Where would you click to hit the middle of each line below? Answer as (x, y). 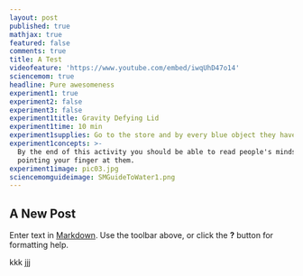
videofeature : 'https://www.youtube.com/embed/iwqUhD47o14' (125, 69)
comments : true (38, 51)
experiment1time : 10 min (56, 127)
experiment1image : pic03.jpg (64, 169)
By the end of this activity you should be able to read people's (145, 152)
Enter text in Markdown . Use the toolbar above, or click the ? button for (141, 235)
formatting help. (39, 245)
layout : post (34, 18)
